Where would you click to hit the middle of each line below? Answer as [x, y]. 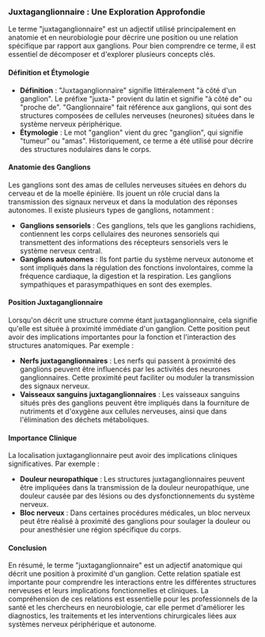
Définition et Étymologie [49, 72]
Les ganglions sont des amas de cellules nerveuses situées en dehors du [127, 185]
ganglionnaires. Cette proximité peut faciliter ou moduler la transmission [137, 377]
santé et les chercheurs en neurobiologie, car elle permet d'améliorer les [127, 608]
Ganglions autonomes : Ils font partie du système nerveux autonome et [136, 259]
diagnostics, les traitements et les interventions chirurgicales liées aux [123, 616]
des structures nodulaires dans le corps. [85, 149]
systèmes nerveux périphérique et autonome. [82, 624]
